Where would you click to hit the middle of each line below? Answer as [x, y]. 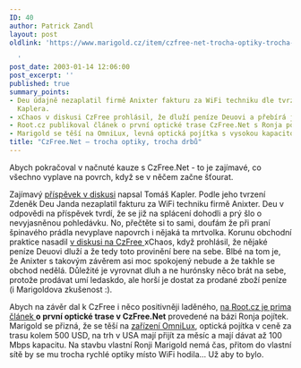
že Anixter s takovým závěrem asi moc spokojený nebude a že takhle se [142, 261]
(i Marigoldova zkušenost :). [61, 289]
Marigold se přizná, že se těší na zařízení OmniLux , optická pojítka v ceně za [150, 325]
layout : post [34, 34]
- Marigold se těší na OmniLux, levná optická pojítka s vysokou [133, 134]
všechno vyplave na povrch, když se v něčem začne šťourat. [121, 176]
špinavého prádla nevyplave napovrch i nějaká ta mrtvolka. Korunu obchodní [150, 232]
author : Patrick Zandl [52, 26]
